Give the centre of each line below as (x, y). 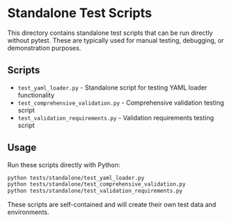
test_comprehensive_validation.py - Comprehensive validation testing (121, 102)
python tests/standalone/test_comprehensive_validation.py (97, 184)
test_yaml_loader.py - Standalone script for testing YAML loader (112, 88)
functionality (36, 95)
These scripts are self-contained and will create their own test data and (112, 205)
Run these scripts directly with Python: (64, 164)
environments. (28, 212)
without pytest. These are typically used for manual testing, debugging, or (116, 40)
